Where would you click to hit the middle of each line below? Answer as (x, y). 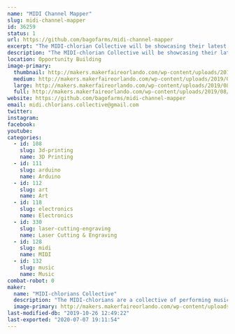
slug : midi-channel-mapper (47, 20)
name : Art (34, 196)
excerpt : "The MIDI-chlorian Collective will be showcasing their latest (117, 46)
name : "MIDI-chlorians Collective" (65, 294)
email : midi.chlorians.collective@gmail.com (73, 105)
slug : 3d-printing (47, 151)
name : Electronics (47, 216)
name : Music (37, 274)
